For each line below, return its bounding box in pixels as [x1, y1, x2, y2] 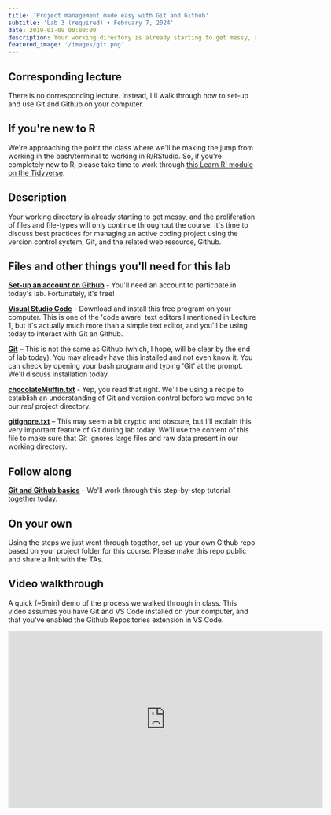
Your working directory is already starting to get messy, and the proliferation [8, 212, 256, 221]
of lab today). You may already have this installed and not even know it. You [8, 353, 253, 362]
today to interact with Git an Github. [8, 329, 123, 339]
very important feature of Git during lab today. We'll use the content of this [8, 425, 249, 435]
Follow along [8, 465, 72, 478]
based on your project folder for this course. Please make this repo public [8, 546, 247, 555]
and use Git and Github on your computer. [8, 99, 144, 109]
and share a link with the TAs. [8, 554, 104, 564]
